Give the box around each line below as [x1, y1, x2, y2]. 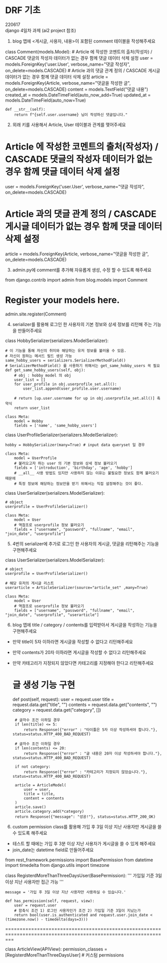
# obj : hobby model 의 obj [14, 373, 71, 378]
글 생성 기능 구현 [12, 679, 76, 691]
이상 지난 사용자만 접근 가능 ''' [5, 878, 64, 884]
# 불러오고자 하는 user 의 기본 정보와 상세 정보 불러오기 [14, 461, 117, 466]
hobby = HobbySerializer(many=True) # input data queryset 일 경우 [5, 442, 146, 447]
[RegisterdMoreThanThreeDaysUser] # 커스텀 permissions [5, 952, 124, 958]
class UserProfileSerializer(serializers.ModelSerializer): [5, 432, 118, 438]
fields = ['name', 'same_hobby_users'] [14, 423, 97, 428]
